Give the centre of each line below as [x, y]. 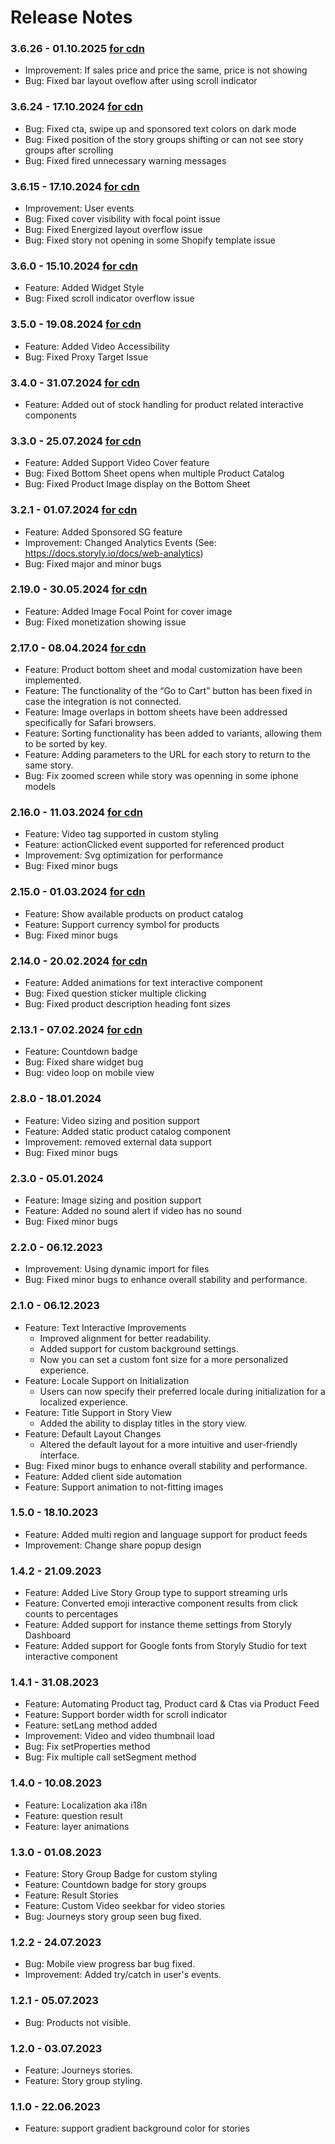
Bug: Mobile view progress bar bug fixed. [110, 1964]
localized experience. [84, 1402]
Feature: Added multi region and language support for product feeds [166, 1534]
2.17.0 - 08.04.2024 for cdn [78, 648]
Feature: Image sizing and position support [113, 1200]
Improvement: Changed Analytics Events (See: [120, 542]
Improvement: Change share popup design [113, 1545]
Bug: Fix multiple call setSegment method [110, 1757]
